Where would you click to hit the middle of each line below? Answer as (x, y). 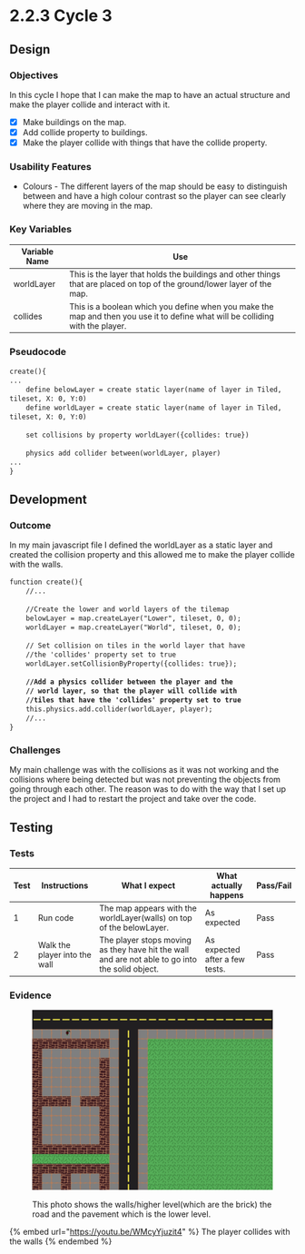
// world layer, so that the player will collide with (132, 691)
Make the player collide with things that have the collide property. (145, 143)
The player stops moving (146, 940)
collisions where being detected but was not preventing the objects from (145, 780)
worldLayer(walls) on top (146, 917)
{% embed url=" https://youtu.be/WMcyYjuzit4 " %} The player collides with (150, 1232)
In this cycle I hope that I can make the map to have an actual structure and (150, 94)
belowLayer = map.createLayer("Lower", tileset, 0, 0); (134, 618)
